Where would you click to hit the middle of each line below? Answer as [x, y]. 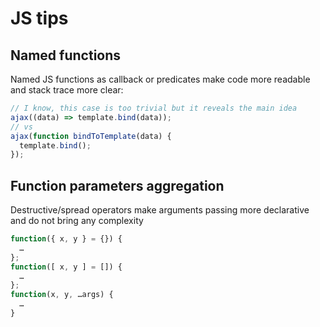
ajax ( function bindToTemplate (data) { [91, 136]
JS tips [39, 18]
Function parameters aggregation [117, 185]
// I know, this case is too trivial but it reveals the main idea [154, 108]
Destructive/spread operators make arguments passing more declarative [160, 210]
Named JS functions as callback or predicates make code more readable [160, 79]
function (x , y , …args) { [62, 295]
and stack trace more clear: [67, 90]
